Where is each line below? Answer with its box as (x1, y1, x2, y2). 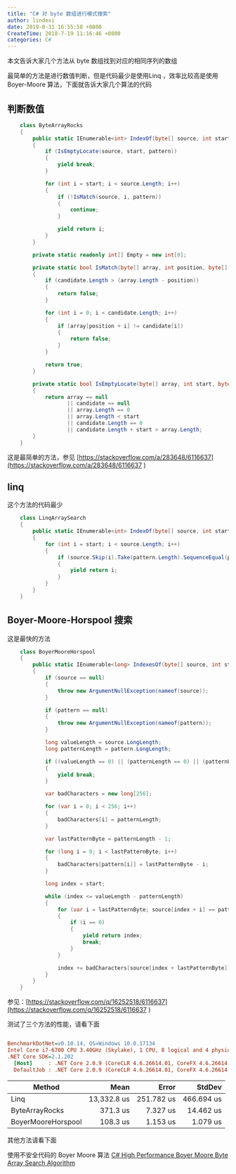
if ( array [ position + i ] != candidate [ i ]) (57, 322, 184, 330)
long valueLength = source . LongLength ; (44, 739, 162, 746)
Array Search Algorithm (7, 1159, 76, 1167)
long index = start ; (44, 880, 105, 887)
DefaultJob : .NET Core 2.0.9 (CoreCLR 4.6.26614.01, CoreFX (13, 1066, 197, 1074)
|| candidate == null (67, 400, 131, 407)
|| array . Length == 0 (67, 407, 131, 414)
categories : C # (7, 37, 52, 44)
